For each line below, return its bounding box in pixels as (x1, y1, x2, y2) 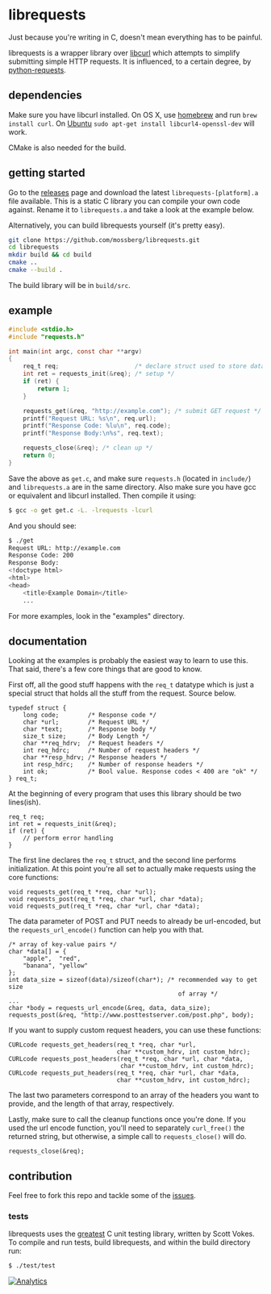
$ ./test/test (8, 1262, 56, 1270)
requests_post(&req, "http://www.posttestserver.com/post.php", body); (8, 1011, 254, 1020)
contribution (8, 1169, 73, 1183)
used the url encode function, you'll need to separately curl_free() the (8, 1123, 245, 1133)
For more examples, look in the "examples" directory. (8, 611, 186, 620)
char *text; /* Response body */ (23, 725, 157, 733)
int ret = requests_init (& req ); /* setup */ (23, 369, 175, 378)
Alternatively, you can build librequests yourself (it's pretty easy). (8, 220, 225, 230)
